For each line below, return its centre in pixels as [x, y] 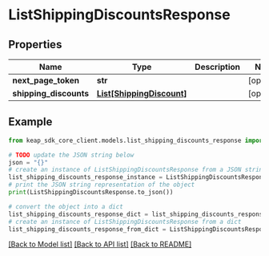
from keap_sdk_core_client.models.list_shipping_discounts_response [125, 140]
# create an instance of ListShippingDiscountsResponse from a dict [125, 221]
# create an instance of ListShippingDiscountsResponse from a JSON [125, 170]
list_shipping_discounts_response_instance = [85, 177]
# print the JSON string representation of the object [102, 185]
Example [30, 122]
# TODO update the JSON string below [71, 155]
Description [218, 67]
